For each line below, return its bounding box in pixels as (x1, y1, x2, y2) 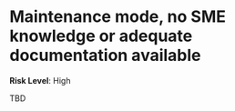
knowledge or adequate (9, 25, 193, 46)
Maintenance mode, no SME (9, 6, 226, 27)
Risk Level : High (9, 75, 71, 86)
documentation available (9, 45, 202, 66)
